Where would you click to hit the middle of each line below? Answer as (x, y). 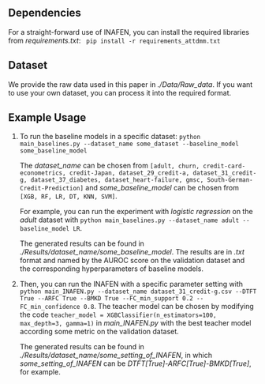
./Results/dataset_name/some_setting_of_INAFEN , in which (116, 356)
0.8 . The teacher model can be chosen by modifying (168, 307)
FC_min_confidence (50, 307)
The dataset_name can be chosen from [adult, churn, (109, 166)
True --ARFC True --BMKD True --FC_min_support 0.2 (106, 299)
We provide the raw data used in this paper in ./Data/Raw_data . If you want (131, 84)
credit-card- (224, 166)
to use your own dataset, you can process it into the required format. (120, 92)
